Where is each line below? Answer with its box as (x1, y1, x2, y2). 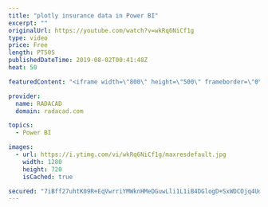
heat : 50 (8, 64, 37, 72)
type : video (8, 33, 48, 42)
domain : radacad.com (15, 107, 84, 115)
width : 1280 (22, 158, 62, 166)
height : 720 (22, 165, 62, 174)
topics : (8, 121, 34, 130)
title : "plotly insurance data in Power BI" (8, 11, 159, 20)
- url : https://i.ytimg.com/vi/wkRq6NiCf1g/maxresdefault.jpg (15, 150, 227, 158)
